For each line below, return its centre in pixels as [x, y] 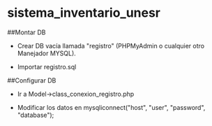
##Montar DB [27, 32]
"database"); [36, 115]
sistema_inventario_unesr [84, 13]
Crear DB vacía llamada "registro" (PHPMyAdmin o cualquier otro [111, 45]
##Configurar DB [32, 80]
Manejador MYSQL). [47, 53]
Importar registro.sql [47, 66]
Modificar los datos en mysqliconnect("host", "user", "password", [111, 107]
